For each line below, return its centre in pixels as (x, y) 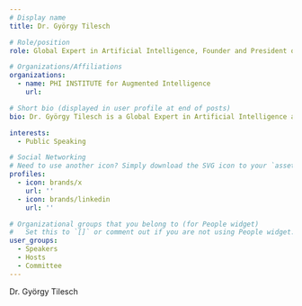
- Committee (40, 265)
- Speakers (38, 249)
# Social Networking (48, 157)
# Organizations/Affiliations (66, 67)
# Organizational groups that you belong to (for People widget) (134, 224)
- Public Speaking (52, 141)
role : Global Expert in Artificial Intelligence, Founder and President (148, 50)
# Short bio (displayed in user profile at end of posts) (120, 108)
